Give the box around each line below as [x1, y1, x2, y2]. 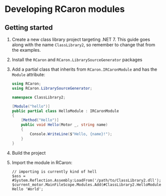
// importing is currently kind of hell [11, 169, 97, 174]
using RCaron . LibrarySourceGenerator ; [11, 86, 92, 91]
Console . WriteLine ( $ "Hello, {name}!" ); [30, 131, 113, 136]
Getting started [4, 23, 53, 32]
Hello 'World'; [11, 187, 44, 192]
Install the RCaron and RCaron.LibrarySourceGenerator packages [11, 57, 143, 63]
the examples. [11, 47, 41, 53]
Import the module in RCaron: [11, 159, 73, 165]
